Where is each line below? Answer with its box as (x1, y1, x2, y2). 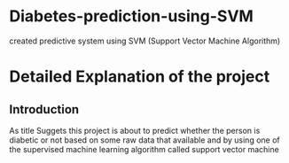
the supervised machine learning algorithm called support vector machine (9, 144, 279, 154)
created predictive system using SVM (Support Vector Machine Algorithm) (9, 35, 281, 46)
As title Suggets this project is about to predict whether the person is (9, 125, 261, 136)
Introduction (9, 102, 80, 117)
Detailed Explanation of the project (9, 66, 270, 87)
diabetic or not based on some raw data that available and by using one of (9, 135, 281, 145)
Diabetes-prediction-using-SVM (9, 6, 254, 27)
